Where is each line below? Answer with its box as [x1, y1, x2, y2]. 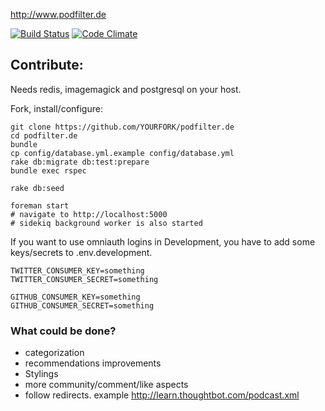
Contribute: [10, 57, 84, 74]
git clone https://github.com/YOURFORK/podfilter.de [10, 122, 235, 132]
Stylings [24, 368, 59, 380]
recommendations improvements [24, 357, 162, 369]
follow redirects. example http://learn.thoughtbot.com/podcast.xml [24, 389, 300, 401]
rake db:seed [10, 183, 65, 193]
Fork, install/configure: [10, 102, 103, 114]
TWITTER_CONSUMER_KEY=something [10, 265, 145, 276]
